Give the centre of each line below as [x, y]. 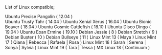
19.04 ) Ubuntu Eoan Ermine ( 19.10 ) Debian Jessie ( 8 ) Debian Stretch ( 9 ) [81, 32]
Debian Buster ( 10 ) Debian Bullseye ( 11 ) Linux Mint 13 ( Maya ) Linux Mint [81, 37]
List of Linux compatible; [30, 7]
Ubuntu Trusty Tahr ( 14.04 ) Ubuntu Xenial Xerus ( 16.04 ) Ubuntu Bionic [78, 22]
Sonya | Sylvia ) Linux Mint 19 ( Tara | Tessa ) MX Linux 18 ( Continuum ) [78, 47]
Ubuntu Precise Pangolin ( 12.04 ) [39, 16]
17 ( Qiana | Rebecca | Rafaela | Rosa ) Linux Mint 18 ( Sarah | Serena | [75, 42]
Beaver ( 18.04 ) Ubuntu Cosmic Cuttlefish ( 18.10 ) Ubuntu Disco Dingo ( [78, 27]
